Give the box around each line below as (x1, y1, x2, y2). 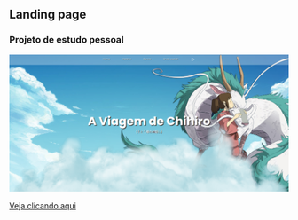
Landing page (9, 7, 87, 22)
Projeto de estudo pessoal (9, 34, 124, 46)
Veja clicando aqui (9, 200, 77, 211)
